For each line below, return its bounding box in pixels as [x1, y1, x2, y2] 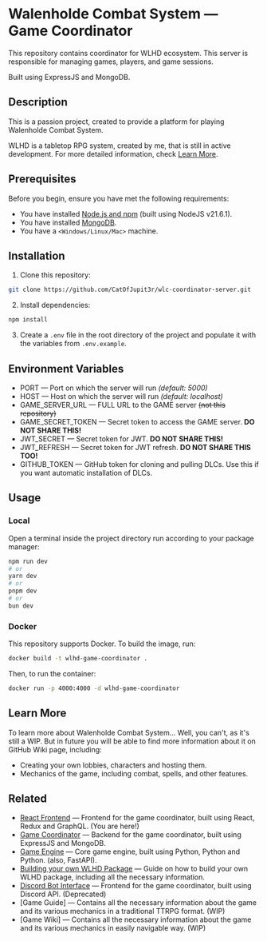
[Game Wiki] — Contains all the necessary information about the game [19, 915, 252, 924]
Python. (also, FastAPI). [19, 855, 97, 865]
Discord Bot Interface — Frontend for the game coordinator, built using [19, 881, 253, 891]
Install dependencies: [19, 301, 91, 310]
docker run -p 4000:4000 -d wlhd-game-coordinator [8, 684, 180, 692]
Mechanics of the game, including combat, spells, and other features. [19, 768, 249, 778]
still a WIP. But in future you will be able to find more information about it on [8, 736, 257, 746]
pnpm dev [8, 587, 37, 596]
